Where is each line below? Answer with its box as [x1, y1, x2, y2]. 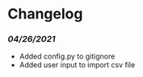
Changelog [7, 5, 83, 23]
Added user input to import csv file [19, 60, 136, 70]
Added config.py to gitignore [19, 51, 116, 61]
